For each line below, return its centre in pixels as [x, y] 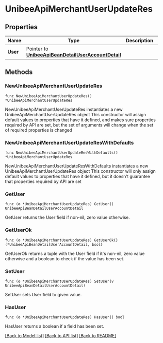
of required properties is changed [39, 130]
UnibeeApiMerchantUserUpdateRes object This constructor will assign [76, 114]
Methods [19, 72]
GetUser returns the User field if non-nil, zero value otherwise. [67, 217]
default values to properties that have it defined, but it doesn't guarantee [78, 176]
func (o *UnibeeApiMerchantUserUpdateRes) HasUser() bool [65, 317]
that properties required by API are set [43, 181]
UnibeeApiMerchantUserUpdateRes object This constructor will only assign [81, 171]
